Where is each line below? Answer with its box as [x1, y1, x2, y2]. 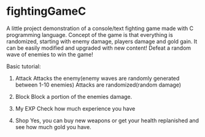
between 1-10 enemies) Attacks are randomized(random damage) [15, 81, 182, 88]
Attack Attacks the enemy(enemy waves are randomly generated [15, 74, 180, 82]
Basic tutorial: [6, 63, 41, 70]
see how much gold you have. [15, 123, 91, 130]
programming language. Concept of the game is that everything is [6, 31, 173, 38]
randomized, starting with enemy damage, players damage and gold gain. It [6, 37, 198, 45]
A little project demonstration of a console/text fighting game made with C [6, 25, 194, 32]
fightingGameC [6, 4, 87, 18]
